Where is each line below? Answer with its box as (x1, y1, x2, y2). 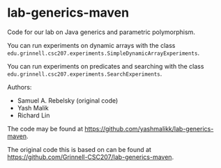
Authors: (7, 83, 32, 91)
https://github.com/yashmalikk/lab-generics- (84, 124, 214, 133)
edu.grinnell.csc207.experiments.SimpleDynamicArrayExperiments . (7, 49, 200, 57)
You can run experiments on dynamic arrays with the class (7, 41, 176, 49)
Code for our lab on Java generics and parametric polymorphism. (7, 28, 195, 36)
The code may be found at (7, 124, 84, 133)
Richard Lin (17, 111, 50, 119)
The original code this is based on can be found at (7, 145, 152, 153)
